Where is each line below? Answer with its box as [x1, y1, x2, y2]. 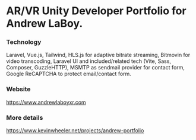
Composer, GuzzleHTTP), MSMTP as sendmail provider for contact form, [6, 64, 185, 71]
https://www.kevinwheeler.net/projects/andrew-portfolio [6, 127, 144, 134]
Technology [6, 38, 42, 46]
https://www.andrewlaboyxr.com [6, 98, 86, 106]
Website [6, 85, 31, 93]
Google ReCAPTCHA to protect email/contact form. [6, 70, 132, 78]
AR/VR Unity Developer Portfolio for [6, 4, 186, 18]
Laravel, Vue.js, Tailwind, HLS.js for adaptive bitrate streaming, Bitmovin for [6, 52, 191, 59]
